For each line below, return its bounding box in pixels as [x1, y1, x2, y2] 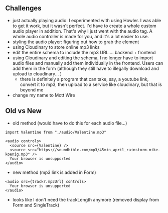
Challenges [5, 4, 42, 13]
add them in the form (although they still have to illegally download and [12, 65, 159, 71]
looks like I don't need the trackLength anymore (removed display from [12, 196, 159, 202]
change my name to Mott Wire [12, 92, 75, 98]
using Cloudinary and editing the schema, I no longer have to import [12, 55, 153, 61]
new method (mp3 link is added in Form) [12, 169, 96, 175]
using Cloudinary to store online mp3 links [12, 44, 100, 50]
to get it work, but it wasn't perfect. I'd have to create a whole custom [12, 23, 156, 29]
